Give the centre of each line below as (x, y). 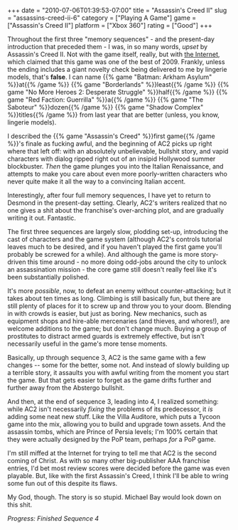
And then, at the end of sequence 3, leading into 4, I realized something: (113, 402)
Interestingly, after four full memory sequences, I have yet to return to (109, 195)
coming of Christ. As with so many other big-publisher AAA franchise (109, 461)
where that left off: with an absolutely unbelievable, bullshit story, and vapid (118, 151)
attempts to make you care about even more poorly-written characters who (117, 174)
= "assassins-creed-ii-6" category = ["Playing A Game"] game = (102, 18)
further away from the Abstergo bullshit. (66, 388)
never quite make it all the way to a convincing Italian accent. (97, 181)
